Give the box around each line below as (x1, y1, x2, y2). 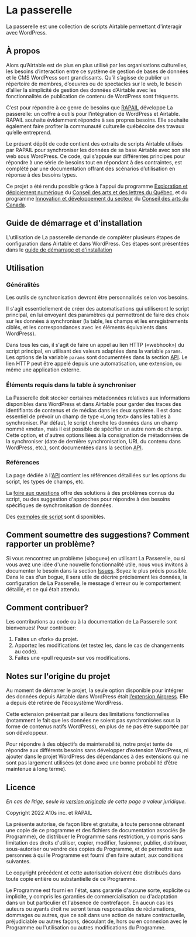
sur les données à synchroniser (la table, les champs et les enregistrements (6, 318, 188, 325)
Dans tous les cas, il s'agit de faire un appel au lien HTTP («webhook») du (6, 342, 184, 349)
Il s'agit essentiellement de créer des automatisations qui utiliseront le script (6, 305, 190, 312)
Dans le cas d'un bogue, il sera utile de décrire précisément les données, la (6, 573, 188, 580)
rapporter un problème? (6, 539, 95, 549)
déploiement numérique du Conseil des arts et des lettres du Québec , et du (6, 188, 188, 196)
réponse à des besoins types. (6, 171, 78, 178)
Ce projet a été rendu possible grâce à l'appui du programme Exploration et (6, 182, 188, 190)
